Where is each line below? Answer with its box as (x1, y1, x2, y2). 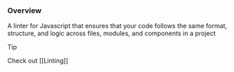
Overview (7, 6, 42, 16)
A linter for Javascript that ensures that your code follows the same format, (7, 22, 228, 30)
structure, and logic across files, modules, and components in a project (7, 29, 216, 37)
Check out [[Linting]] (7, 56, 69, 65)
